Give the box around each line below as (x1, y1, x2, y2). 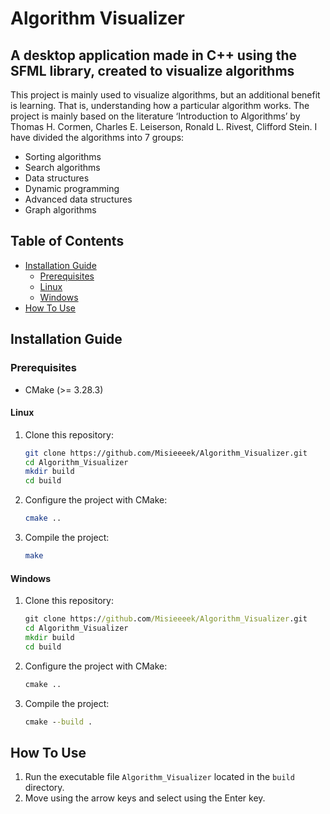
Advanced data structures (24, 193, 133, 205)
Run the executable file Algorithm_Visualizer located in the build (24, 771, 295, 783)
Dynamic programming (24, 183, 120, 194)
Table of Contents (10, 233, 125, 250)
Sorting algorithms (24, 151, 102, 162)
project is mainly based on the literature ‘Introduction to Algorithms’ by (10, 110, 301, 122)
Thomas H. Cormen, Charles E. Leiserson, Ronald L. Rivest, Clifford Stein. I (10, 121, 318, 132)
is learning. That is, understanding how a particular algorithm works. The (10, 100, 310, 111)
